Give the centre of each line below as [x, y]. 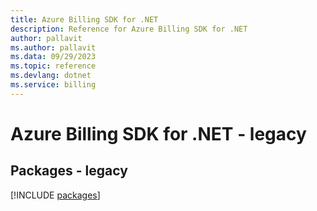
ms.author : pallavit [53, 47]
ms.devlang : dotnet [51, 76]
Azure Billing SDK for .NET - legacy [158, 133]
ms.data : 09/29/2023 [53, 57]
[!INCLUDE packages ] [55, 195]
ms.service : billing [53, 85]
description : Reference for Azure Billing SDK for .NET [129, 29]
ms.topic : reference [53, 66]
